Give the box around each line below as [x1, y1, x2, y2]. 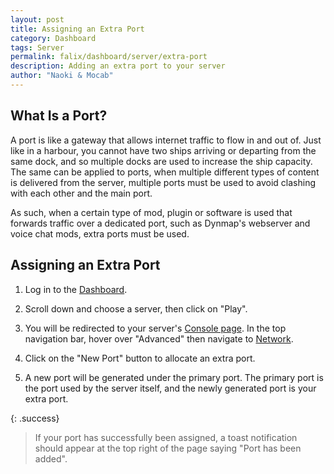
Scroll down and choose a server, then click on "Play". [24, 302, 248, 315]
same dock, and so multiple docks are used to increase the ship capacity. [10, 155, 313, 167]
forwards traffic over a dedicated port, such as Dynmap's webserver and [10, 217, 311, 229]
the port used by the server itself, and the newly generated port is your [24, 382, 317, 394]
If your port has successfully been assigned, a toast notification [34, 431, 298, 443]
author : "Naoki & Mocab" [10, 71, 114, 81]
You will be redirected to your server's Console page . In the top [24, 322, 287, 334]
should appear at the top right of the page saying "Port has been [34, 442, 302, 454]
